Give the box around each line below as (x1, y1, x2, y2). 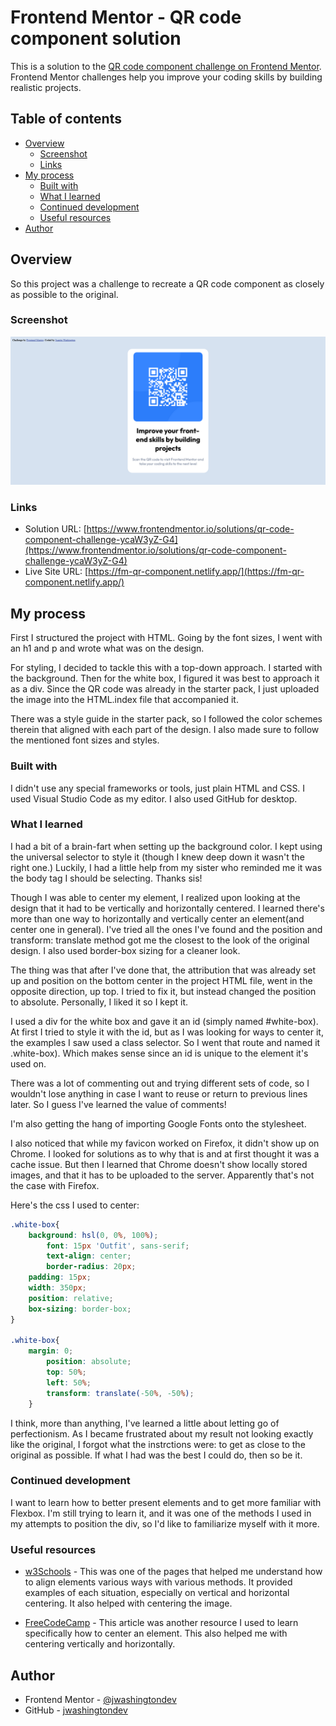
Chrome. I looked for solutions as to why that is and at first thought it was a (10, 1147, 320, 1160)
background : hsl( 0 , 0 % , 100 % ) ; (28, 1230, 159, 1240)
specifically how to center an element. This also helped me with (24, 1627, 288, 1640)
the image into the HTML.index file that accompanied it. (10, 694, 239, 706)
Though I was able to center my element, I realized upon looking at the (10, 891, 301, 903)
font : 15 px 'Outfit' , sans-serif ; (46, 1241, 190, 1251)
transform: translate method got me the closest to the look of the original (10, 934, 310, 946)
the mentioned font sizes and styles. (10, 734, 160, 746)
